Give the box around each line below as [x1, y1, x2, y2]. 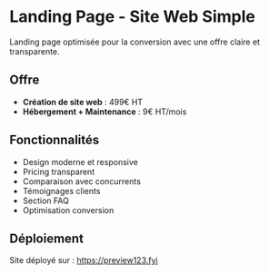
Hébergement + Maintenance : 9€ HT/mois [22, 106, 187, 117]
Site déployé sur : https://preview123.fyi [9, 255, 158, 266]
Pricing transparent [22, 166, 95, 177]
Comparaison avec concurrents [22, 175, 141, 187]
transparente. [9, 45, 61, 56]
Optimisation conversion [22, 204, 115, 215]
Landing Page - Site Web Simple [9, 6, 256, 27]
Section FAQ [22, 195, 70, 206]
